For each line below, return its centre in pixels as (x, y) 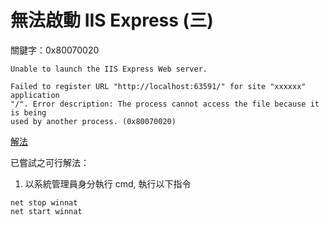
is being (28, 112)
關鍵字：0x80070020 (55, 50)
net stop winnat (44, 202)
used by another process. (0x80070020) (93, 121)
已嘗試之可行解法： (50, 162)
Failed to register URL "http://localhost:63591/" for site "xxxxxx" (158, 86)
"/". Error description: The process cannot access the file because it (165, 104)
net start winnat (46, 211)
